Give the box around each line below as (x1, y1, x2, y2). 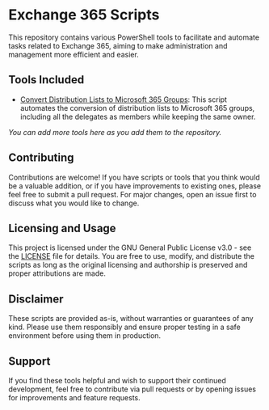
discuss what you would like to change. (8, 198, 140, 208)
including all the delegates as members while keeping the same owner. (19, 112, 256, 121)
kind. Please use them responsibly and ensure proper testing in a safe (8, 322, 241, 332)
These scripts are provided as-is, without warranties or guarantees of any (8, 314, 254, 323)
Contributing (8, 151, 74, 165)
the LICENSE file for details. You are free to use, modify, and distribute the (8, 251, 254, 261)
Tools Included (8, 73, 85, 87)
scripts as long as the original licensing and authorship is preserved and (8, 260, 248, 270)
